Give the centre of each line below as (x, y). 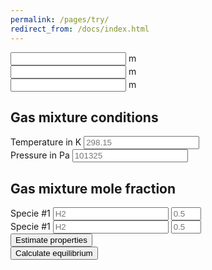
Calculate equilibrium (54, 253)
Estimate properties (51, 240)
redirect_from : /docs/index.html (80, 29)
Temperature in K (46, 142)
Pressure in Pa (40, 155)
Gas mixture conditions (84, 117)
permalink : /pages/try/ (60, 19)
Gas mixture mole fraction (93, 188)
